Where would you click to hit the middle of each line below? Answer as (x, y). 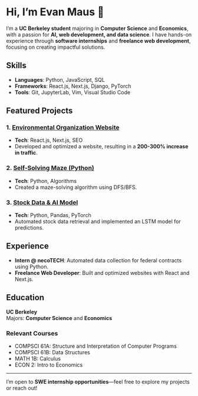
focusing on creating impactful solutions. (56, 47)
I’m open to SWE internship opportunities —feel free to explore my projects (98, 381)
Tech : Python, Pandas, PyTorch (53, 215)
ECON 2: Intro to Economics (49, 365)
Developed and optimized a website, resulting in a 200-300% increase (101, 147)
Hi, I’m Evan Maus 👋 (55, 12)
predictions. (29, 228)
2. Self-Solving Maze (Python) (50, 168)
